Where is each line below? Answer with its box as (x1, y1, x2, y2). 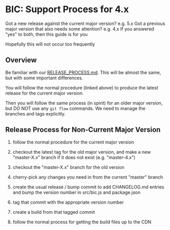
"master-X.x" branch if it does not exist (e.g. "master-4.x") (12, 154, 136, 160)
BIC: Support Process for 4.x (5, 4, 129, 15)
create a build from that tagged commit (12, 209, 95, 215)
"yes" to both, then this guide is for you (5, 31, 88, 37)
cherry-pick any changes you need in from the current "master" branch (12, 174, 163, 180)
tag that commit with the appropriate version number (12, 199, 124, 205)
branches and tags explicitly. (5, 110, 66, 117)
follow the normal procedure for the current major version (12, 139, 134, 145)
